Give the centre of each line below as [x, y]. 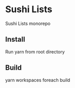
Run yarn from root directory [35, 51]
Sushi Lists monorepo [28, 23]
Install [15, 39]
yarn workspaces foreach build [38, 80]
